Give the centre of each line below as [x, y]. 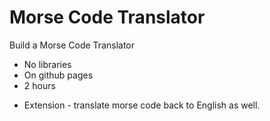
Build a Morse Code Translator [72, 45]
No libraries [47, 64]
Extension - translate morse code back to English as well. [142, 105]
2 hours [39, 85]
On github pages [58, 75]
